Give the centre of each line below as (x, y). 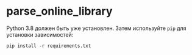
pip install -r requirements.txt (49, 46)
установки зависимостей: (40, 34)
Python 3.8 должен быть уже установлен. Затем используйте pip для (96, 28)
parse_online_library (59, 11)
